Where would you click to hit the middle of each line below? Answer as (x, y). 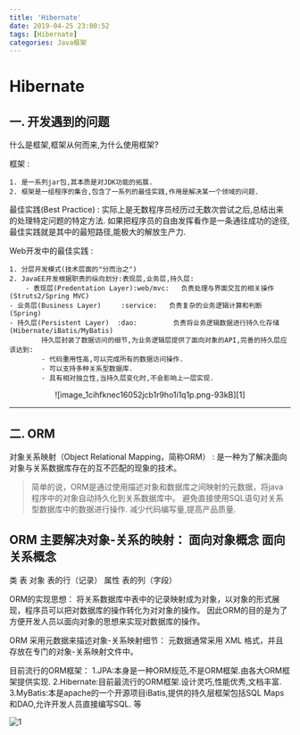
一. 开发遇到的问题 (59, 121)
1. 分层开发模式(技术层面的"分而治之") (73, 270)
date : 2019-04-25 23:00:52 (59, 26)
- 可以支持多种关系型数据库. (87, 369)
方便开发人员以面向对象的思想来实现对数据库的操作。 (107, 621)
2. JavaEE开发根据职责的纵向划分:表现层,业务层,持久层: (102, 279)
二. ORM (32, 434)
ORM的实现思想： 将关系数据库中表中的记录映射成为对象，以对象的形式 (141, 598)
